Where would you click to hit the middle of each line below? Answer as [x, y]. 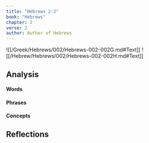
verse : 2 [17, 28]
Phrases [16, 102]
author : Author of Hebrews [39, 33]
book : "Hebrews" [26, 17]
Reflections [28, 134]
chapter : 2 [19, 22]
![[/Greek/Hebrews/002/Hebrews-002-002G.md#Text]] [73, 50]
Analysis [23, 74]
